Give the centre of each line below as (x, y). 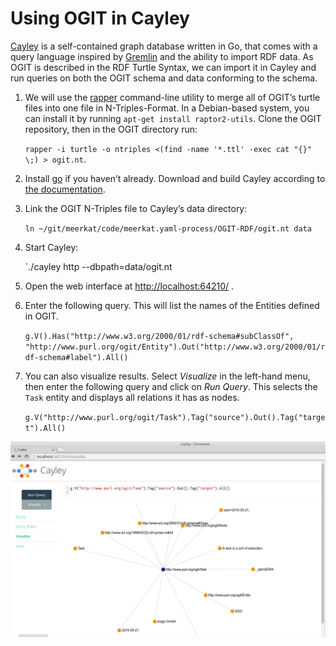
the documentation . (65, 189)
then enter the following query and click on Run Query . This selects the (171, 386)
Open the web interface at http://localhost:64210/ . (129, 286)
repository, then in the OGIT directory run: (111, 129)
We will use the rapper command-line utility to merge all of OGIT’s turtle (172, 97)
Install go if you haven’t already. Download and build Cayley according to (175, 178)
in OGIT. (41, 316)
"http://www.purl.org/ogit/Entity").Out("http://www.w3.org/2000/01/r (175, 347)
